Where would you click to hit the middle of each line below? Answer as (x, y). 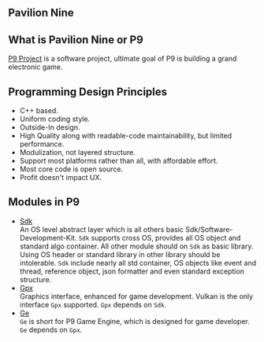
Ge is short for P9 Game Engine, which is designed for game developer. (134, 321)
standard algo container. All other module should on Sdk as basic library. (136, 246)
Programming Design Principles (88, 92)
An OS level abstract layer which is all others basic (101, 229)
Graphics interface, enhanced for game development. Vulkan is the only (136, 296)
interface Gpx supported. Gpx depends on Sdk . (93, 304)
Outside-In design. (50, 127)
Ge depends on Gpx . (51, 329)
